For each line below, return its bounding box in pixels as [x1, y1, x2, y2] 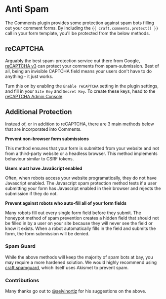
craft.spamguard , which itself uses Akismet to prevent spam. [5, 264, 129, 270]
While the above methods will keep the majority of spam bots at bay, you [5, 254, 153, 260]
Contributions [5, 277, 40, 284]
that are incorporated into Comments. [5, 126, 82, 132]
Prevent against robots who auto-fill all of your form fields [5, 200, 127, 206]
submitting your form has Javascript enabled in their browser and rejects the [5, 185, 161, 191]
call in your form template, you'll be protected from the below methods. [5, 30, 150, 36]
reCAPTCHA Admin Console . [5, 93, 64, 99]
